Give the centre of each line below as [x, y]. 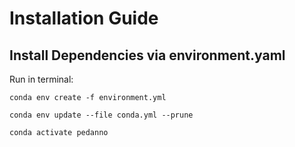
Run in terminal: [41, 79]
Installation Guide [84, 18]
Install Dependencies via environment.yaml [147, 55]
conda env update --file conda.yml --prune [101, 115]
